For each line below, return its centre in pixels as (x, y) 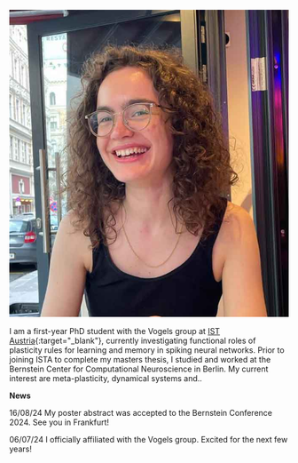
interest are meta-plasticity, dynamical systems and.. (106, 379)
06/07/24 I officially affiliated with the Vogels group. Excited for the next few (149, 440)
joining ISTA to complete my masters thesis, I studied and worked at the (140, 360)
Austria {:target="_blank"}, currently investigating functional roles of (133, 341)
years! (21, 449)
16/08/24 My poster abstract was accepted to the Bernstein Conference (141, 413)
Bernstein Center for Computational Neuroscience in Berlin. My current (139, 369)
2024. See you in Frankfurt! (59, 422)
